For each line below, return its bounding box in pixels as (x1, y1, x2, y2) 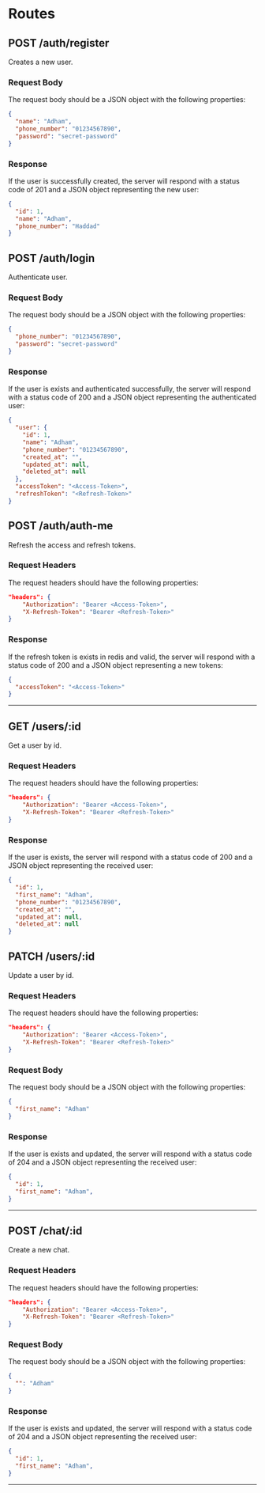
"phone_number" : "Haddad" (15, 222, 101, 230)
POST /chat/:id (8, 1224, 83, 1237)
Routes (8, 5, 55, 23)
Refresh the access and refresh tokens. (8, 540, 136, 550)
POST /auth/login (8, 251, 95, 265)
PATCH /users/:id (8, 949, 95, 963)
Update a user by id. (8, 971, 74, 980)
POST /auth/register (8, 36, 110, 50)
